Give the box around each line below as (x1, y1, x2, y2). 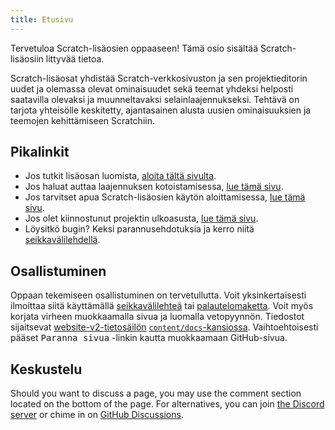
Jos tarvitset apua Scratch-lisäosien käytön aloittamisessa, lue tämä (24, 191, 306, 203)
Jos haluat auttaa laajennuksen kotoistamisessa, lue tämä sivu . (24, 181, 284, 193)
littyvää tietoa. (45, 52, 105, 65)
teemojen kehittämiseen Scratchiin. (10, 114, 155, 126)
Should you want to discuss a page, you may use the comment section (10, 387, 302, 400)
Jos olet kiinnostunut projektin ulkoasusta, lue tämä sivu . (24, 212, 259, 225)
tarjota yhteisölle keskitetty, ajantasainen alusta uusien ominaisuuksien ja (10, 104, 312, 116)
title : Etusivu (10, 14, 74, 25)
